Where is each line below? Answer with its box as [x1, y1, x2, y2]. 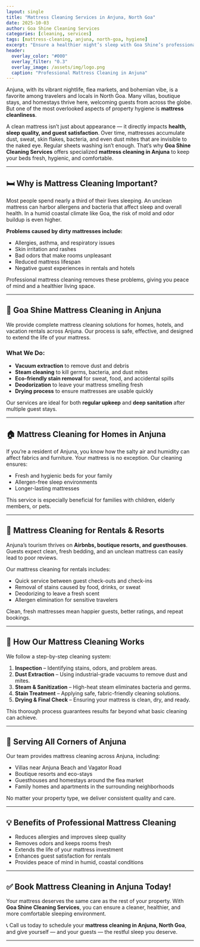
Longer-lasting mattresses [14, 484, 80, 492]
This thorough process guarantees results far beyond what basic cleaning [6, 707, 187, 714]
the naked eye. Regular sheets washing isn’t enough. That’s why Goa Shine [6, 142, 191, 149]
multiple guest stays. [6, 406, 58, 413]
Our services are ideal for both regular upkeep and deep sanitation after [6, 399, 186, 406]
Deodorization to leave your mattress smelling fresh [14, 381, 143, 388]
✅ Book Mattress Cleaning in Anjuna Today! [6, 881, 171, 892]
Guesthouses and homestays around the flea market [14, 776, 144, 784]
